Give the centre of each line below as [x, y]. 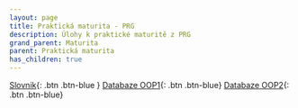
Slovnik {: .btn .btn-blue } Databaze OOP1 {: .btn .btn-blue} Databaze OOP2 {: [149, 85]
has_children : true [46, 59]
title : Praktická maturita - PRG [72, 26]
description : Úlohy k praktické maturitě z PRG [100, 34]
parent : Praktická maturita [62, 51]
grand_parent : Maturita [54, 43]
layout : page [34, 18]
